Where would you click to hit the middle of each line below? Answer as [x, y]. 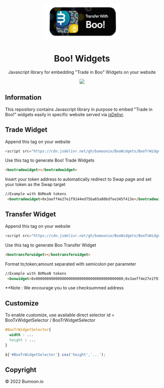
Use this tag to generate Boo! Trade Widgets [50, 161]
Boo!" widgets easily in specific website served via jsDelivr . [65, 114]
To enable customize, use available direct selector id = [60, 315]
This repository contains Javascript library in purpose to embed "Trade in [79, 109]
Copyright [21, 370]
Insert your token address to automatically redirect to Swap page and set [78, 179]
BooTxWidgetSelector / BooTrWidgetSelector [50, 320]
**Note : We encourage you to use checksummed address [64, 288]
